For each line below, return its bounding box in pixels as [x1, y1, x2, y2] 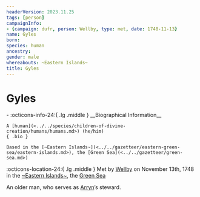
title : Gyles [6, 65, 39, 72]
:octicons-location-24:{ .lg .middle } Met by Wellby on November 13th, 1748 [6, 165, 195, 173]
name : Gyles [6, 32, 36, 38]
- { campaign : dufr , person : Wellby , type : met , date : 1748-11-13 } [6, 25, 178, 32]
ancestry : [6, 48, 32, 55]
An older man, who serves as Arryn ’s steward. [6, 184, 121, 191]
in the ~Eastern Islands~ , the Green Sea [6, 172, 106, 179]
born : [6, 37, 20, 43]
